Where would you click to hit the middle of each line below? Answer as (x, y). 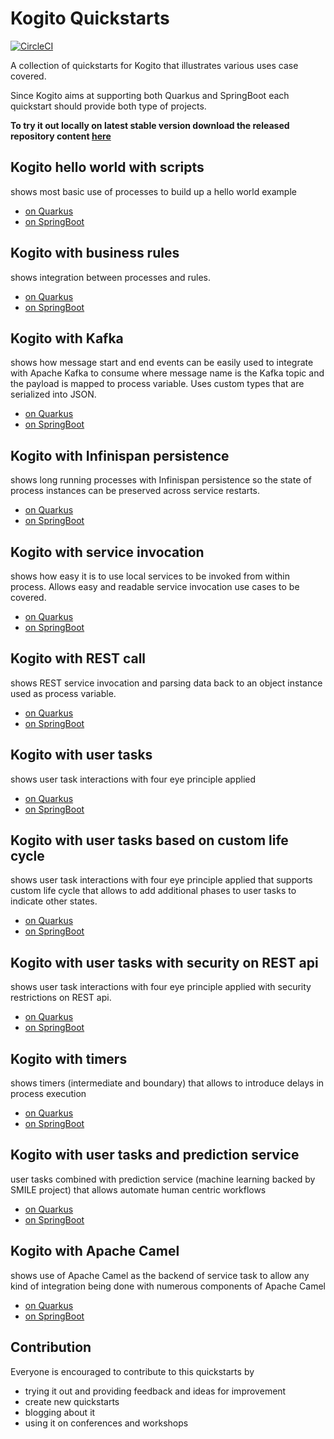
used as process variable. (63, 693)
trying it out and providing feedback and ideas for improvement (155, 1391)
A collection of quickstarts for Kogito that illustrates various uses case (154, 65)
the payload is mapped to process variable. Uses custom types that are (157, 384)
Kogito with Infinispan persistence (120, 455)
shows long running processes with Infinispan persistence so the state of (161, 480)
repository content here (61, 136)
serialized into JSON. (53, 394)
